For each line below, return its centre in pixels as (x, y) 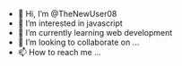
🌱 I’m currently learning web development (95, 33)
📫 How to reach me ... (59, 52)
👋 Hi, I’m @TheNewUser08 (67, 14)
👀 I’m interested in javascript (70, 23)
